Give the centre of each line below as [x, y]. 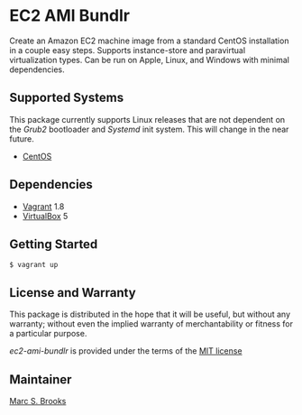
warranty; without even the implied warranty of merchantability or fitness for [151, 324]
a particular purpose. [48, 334]
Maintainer [41, 379]
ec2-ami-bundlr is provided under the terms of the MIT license [126, 351]
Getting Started [54, 244]
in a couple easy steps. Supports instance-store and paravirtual [128, 50]
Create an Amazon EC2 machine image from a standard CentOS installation [149, 41]
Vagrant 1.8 [43, 206]
